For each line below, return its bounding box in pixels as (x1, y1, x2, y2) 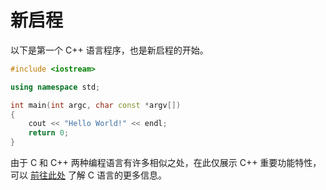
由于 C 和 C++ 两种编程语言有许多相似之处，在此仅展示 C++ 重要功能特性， (10, 157, 322, 169)
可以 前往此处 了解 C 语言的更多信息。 (10, 169, 167, 181)
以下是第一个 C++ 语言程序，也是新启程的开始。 (10, 44, 209, 56)
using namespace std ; (10, 82, 101, 92)
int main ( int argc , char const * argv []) (10, 100, 182, 110)
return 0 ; (28, 128, 70, 138)
